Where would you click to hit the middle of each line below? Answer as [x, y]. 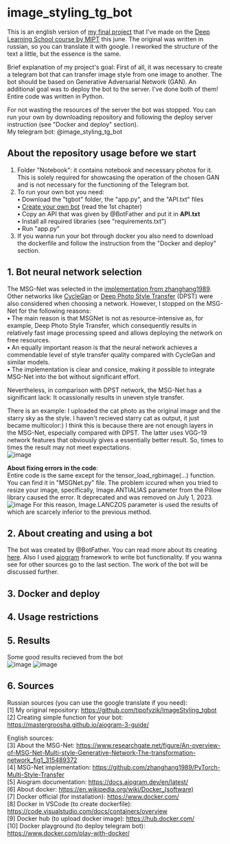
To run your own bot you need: [61, 192]
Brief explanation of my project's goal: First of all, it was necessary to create [115, 67]
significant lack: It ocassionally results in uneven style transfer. [96, 397]
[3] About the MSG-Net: [41, 745]
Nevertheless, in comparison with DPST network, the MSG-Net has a [105, 390]
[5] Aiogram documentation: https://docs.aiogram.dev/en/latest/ [98, 782]
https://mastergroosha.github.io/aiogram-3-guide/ [78, 724]
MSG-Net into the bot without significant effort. [74, 376]
